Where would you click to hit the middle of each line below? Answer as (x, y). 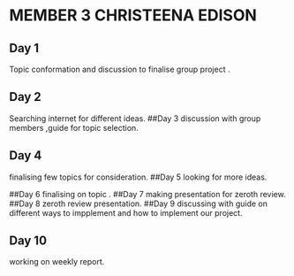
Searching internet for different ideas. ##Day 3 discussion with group (135, 118)
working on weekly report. (57, 262)
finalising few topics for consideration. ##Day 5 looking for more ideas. (138, 177)
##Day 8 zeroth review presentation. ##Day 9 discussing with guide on (138, 203)
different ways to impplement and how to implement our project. (126, 212)
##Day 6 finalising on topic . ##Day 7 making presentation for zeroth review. (147, 194)
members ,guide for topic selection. (74, 127)
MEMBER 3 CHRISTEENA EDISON (133, 15)
